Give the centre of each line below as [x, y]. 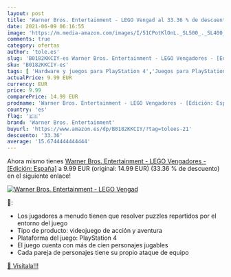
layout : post [26, 13]
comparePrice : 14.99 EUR [43, 97]
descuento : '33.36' [35, 135]
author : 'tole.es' [33, 52]
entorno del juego [42, 223]
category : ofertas [33, 45]
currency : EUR [27, 84]
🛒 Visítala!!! [23, 266]
